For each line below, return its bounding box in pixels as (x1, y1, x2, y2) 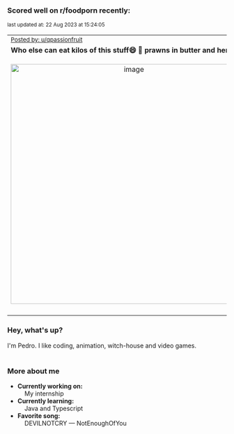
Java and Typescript (24, 404, 84, 412)
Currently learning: (17, 396, 75, 405)
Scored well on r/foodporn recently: (7, 6, 131, 15)
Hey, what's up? (7, 325, 63, 335)
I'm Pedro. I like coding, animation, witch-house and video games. (7, 341, 197, 350)
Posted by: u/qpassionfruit (10, 36, 83, 44)
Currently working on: (17, 382, 83, 390)
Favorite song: (17, 411, 61, 420)
